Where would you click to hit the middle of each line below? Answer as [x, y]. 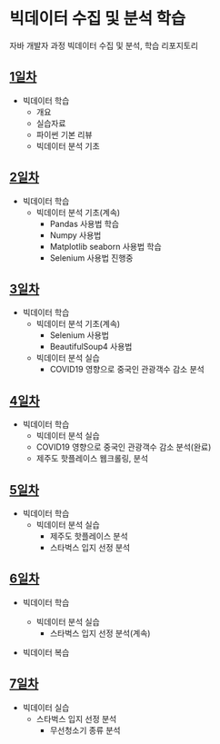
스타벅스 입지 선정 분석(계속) [100, 633]
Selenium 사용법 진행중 [91, 258]
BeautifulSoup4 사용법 [91, 347]
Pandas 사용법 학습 [85, 223]
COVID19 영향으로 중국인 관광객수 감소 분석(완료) [124, 447]
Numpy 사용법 [75, 235]
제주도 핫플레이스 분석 [89, 536]
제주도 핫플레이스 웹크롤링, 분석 [92, 459]
